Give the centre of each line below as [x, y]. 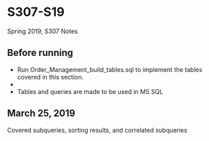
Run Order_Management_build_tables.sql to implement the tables [110, 69]
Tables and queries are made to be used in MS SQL [90, 91]
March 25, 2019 [41, 114]
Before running [40, 53]
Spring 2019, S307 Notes [42, 31]
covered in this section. [50, 77]
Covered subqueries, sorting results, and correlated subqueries [97, 130]
